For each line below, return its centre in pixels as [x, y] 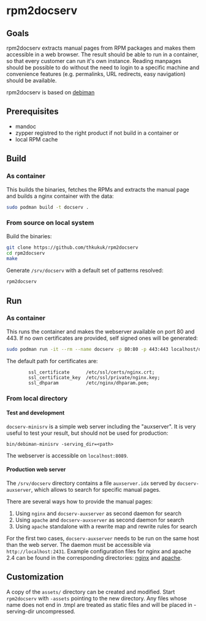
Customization [35, 577]
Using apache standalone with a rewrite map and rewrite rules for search [106, 527]
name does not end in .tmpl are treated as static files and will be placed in [99, 604]
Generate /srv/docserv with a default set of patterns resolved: [85, 271]
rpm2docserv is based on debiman [51, 92]
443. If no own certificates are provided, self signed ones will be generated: [102, 338]
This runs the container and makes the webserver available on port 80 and [101, 331]
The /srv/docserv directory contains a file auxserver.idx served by [91, 483]
